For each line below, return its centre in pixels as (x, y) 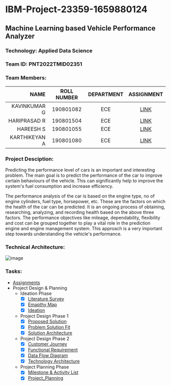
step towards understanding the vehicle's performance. (64, 234)
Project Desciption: (30, 159)
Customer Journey (47, 344)
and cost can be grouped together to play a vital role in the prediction (78, 223)
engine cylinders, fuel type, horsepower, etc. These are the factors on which (85, 202)
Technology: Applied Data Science (49, 50)
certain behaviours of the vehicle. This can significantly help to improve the (84, 181)
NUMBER (67, 97)
